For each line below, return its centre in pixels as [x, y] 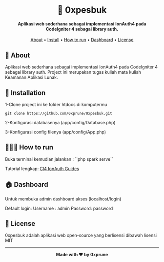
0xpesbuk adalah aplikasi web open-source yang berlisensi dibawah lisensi [81, 235]
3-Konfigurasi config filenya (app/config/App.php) [56, 132]
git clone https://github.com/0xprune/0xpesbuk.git [59, 114]
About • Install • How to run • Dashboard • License [82, 40]
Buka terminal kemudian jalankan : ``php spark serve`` [59, 159]
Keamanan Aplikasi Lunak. [31, 77]
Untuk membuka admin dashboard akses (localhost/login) [63, 199]
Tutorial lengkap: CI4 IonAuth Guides [42, 169]
